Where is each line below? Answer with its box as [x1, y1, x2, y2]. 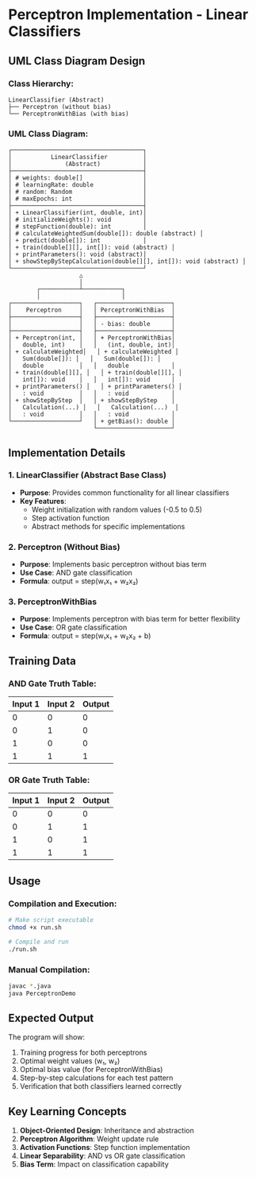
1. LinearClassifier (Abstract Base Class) [8, 470, 166, 481]
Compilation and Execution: [8, 898, 117, 909]
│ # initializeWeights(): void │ [8, 216, 147, 224]
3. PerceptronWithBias [8, 596, 97, 607]
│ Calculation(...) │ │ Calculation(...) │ [8, 404, 179, 412]
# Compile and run [8, 938, 69, 946]
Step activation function [31, 513, 110, 522]
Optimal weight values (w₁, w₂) [19, 1056, 120, 1066]
